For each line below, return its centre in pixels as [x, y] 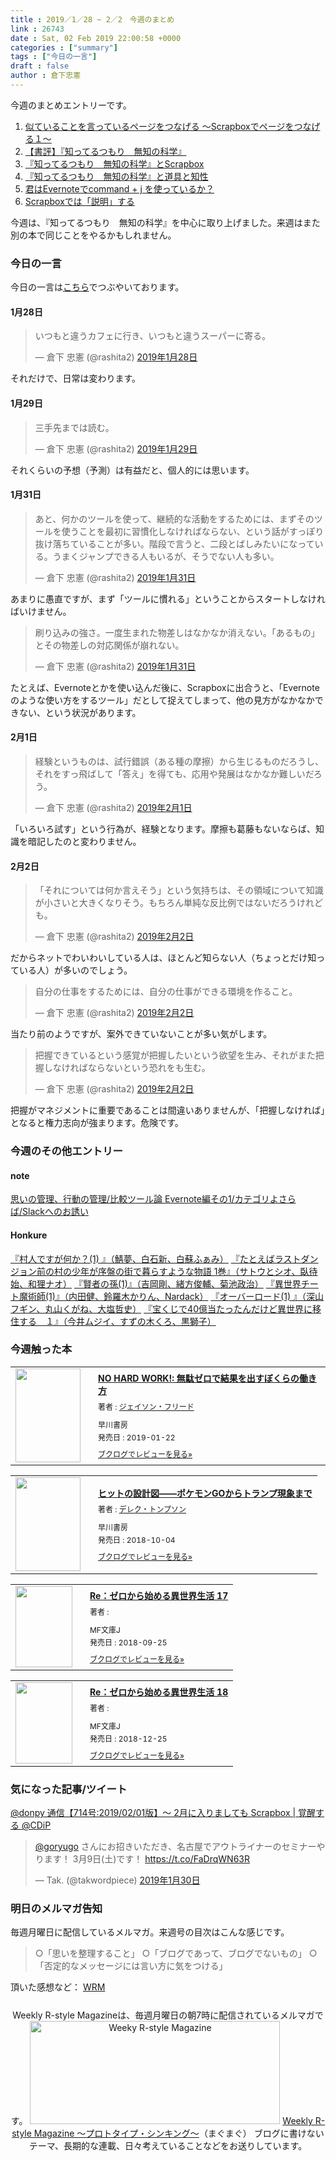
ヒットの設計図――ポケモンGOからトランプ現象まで [205, 1493]
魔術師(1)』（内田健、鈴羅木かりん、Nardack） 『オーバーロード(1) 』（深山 [171, 1296]
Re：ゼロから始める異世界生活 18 [159, 1692]
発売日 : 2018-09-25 [128, 1642]
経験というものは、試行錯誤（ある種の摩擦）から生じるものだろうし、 [179, 761]
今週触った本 [41, 1349]
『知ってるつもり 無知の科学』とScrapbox [114, 163]
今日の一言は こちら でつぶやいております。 [97, 287]
